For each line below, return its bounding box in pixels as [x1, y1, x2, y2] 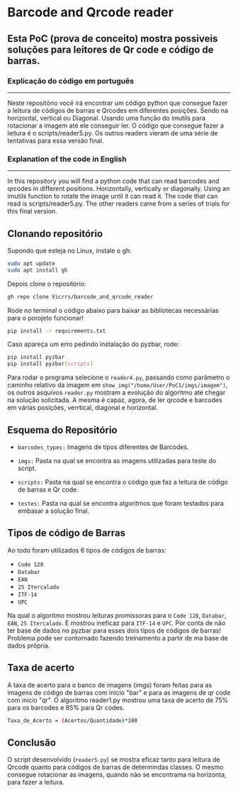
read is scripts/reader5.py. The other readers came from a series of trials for [7, 199, 230, 208]
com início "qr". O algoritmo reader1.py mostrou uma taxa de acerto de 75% [7, 696, 229, 704]
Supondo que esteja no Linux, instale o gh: [7, 246, 132, 255]
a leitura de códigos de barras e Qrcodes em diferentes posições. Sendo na [7, 106, 229, 114]
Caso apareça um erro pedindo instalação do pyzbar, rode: [7, 340, 179, 348]
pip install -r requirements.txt [7, 327, 106, 334]
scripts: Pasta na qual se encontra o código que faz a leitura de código [17, 478, 228, 487]
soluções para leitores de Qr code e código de [7, 43, 214, 55]
